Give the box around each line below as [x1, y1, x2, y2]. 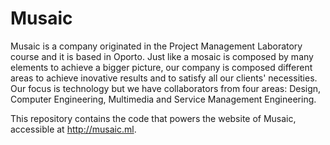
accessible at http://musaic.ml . [10, 123, 137, 135]
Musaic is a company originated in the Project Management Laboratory [10, 40, 303, 52]
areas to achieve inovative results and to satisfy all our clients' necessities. [10, 72, 318, 84]
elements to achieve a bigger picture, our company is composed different [10, 61, 313, 73]
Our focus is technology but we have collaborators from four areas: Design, [10, 82, 322, 94]
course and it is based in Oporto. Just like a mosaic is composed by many [10, 50, 314, 62]
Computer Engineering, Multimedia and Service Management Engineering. [10, 93, 317, 105]
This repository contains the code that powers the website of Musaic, [10, 112, 297, 124]
